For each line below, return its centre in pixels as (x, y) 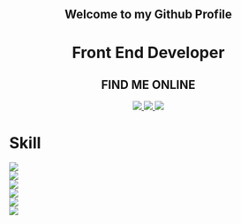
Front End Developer (148, 52)
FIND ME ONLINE (148, 84)
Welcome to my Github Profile (148, 15)
